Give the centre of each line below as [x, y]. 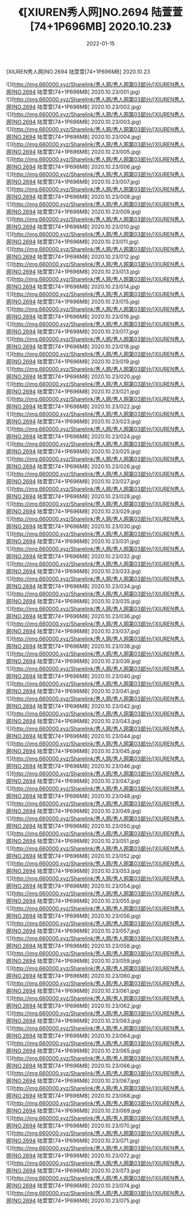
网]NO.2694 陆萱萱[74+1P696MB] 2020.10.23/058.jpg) [74, 946]
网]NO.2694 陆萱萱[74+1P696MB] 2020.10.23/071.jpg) [73, 1140]
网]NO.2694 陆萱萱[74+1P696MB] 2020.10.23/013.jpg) [73, 271]
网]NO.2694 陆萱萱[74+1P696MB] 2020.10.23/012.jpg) [73, 257]
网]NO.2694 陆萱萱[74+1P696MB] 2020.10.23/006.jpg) [74, 167]
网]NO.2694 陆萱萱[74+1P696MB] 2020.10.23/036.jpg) [74, 616]
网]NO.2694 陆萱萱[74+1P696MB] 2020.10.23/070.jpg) [73, 1125]
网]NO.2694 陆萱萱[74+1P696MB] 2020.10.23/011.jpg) [73, 242]
